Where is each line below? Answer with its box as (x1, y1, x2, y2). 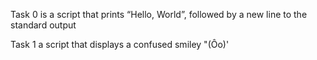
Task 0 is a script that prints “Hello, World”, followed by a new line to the (10, 9, 308, 20)
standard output (10, 19, 77, 31)
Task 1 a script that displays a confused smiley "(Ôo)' (10, 39, 230, 50)
